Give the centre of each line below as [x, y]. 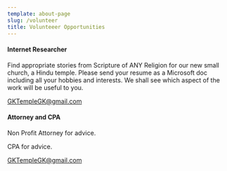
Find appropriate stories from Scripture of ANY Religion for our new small [113, 65]
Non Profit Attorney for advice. [52, 133]
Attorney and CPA [34, 118]
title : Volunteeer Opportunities [56, 27]
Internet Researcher [37, 49]
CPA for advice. [30, 146]
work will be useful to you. [45, 87]
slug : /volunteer [33, 20]
